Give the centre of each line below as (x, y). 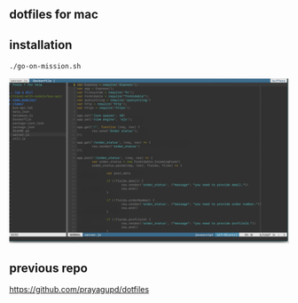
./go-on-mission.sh (45, 67)
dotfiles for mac (54, 15)
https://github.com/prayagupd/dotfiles (79, 290)
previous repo (49, 268)
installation (41, 45)
